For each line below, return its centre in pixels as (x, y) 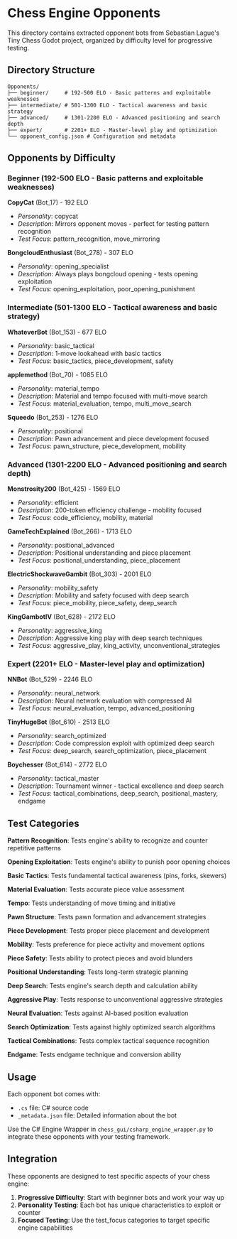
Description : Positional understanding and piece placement (104, 553)
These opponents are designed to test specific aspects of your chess (109, 1176)
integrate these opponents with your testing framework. (89, 1136)
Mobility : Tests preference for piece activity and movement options (106, 945)
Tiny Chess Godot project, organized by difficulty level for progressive (110, 40)
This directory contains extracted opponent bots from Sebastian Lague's (114, 33)
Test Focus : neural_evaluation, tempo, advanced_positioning (106, 708)
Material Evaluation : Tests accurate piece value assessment (96, 889)
